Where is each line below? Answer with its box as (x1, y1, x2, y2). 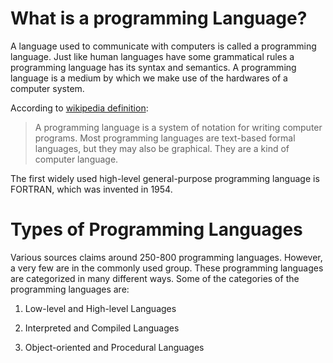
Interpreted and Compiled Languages (24, 322, 180, 334)
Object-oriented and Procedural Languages (24, 341, 205, 353)
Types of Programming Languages (10, 218, 303, 241)
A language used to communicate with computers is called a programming (10, 40, 317, 52)
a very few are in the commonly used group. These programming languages (10, 262, 324, 274)
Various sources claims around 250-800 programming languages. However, (10, 251, 323, 263)
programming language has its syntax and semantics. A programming (10, 61, 297, 73)
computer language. (34, 153, 119, 165)
